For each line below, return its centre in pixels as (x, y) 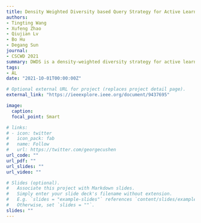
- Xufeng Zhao (24, 28)
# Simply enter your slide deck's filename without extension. (89, 194)
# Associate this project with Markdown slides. (71, 188)
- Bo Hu (16, 39)
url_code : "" (22, 155)
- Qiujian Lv (22, 34)
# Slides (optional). (33, 183)
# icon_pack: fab (31, 139)
